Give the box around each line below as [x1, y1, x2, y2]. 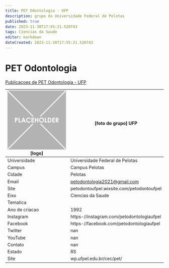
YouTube [7, 235, 26, 241]
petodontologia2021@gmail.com [70, 178, 139, 184]
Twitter [7, 228, 22, 234]
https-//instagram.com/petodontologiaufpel [70, 213, 161, 220]
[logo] [30, 150, 44, 156]
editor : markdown [5, 35, 42, 40]
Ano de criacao [7, 206, 39, 212]
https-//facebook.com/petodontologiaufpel [70, 221, 160, 227]
